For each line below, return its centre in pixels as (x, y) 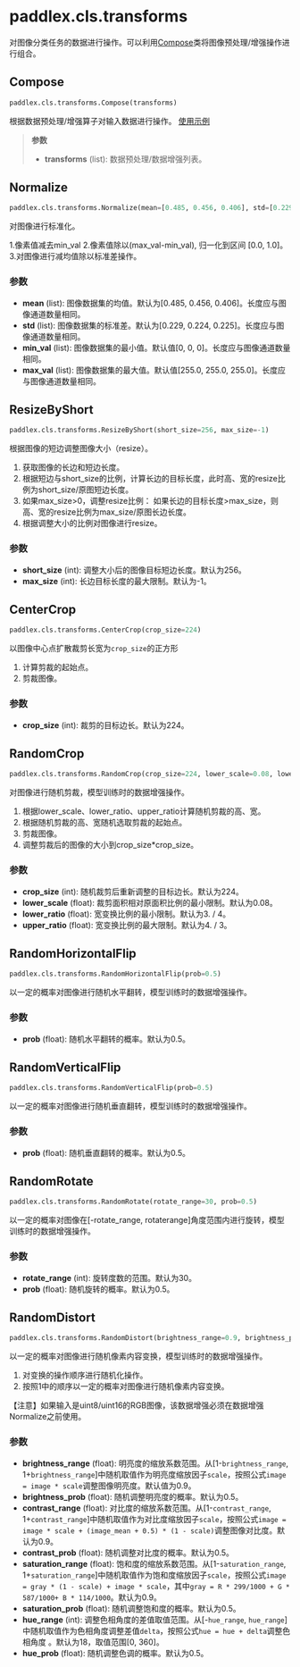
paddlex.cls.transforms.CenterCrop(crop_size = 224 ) (105, 630)
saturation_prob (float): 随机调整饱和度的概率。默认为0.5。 (131, 1608)
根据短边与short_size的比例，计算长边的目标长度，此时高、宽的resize (150, 479)
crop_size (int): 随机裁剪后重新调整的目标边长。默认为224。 (133, 892)
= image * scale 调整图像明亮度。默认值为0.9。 (109, 1486)
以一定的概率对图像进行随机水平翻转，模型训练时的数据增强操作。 (130, 993)
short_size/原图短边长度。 (86, 490)
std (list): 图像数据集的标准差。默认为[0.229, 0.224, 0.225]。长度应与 (149, 325)
